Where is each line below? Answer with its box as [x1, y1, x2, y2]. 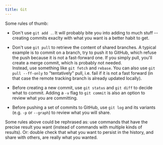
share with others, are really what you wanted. [5, 134, 98, 140]
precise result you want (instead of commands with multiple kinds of [5, 124, 143, 130]
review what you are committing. [12, 95, 78, 101]
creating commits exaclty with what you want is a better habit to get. [12, 35, 149, 41]
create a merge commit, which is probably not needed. [12, 60, 122, 65]
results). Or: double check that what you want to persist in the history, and [5, 129, 154, 135]
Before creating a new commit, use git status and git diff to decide [12, 84, 153, 90]
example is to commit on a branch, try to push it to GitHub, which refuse [12, 49, 157, 55]
